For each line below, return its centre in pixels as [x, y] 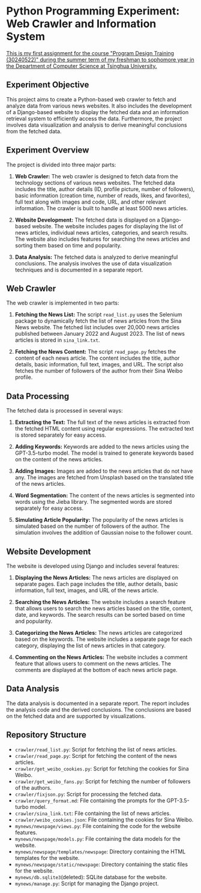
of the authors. [33, 787]
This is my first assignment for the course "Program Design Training [90, 53]
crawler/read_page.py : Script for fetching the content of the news [96, 755]
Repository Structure [46, 735]
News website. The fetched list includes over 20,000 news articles [97, 327]
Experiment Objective [48, 85]
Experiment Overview [48, 150]
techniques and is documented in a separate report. [79, 270]
